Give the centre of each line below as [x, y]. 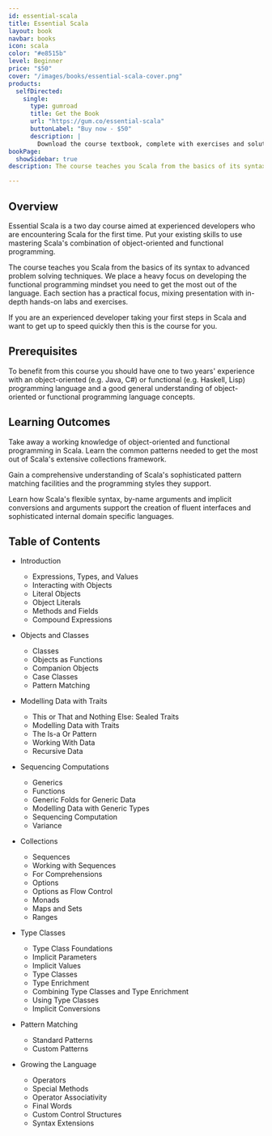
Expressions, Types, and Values [85, 577]
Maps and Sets [57, 908]
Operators [49, 1080]
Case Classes [55, 677]
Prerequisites [43, 352]
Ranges [45, 917]
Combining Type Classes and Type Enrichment [110, 992]
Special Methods [60, 1089]
